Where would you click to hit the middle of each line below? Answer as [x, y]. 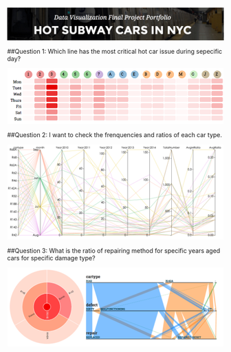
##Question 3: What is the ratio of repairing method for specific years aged [114, 250]
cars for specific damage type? [51, 258]
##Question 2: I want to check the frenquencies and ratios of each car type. [114, 135]
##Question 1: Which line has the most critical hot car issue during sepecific [115, 52]
